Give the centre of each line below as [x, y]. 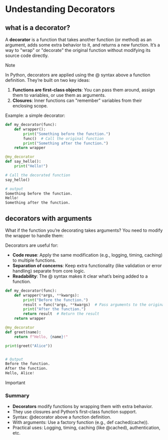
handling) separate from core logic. [49, 271]
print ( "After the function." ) [54, 309]
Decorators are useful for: [32, 245]
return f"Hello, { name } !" [41, 337]
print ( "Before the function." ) [56, 300]
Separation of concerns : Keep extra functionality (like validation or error [87, 265]
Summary [17, 396]
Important [15, 383]
